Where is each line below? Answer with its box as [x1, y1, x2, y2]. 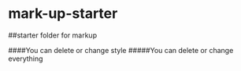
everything [8, 54, 43, 63]
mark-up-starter [8, 5, 118, 23]
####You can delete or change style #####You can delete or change [8, 45, 234, 55]
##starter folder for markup [8, 30, 97, 40]
